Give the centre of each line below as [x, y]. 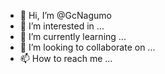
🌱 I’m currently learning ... [73, 36]
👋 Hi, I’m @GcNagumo [65, 15]
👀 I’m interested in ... [62, 26]
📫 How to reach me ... [66, 58]
